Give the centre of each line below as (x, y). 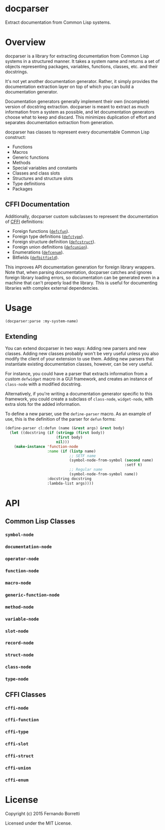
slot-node (17, 631)
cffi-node (17, 708)
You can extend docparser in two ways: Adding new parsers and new (76, 349)
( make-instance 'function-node (46, 446)
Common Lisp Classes (40, 521)
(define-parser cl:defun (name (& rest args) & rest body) (65, 428)
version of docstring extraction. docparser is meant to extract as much (77, 106)
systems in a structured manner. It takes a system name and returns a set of (82, 61)
